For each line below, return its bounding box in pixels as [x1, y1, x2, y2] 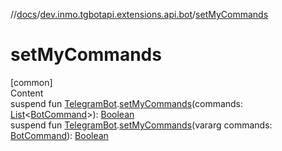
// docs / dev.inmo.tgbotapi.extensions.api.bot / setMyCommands [10, 9, 269, 20]
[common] [10, 76, 53, 88]
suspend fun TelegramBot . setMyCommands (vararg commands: [10, 119, 273, 131]
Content [10, 87, 44, 99]
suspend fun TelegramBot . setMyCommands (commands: [10, 97, 244, 109]
